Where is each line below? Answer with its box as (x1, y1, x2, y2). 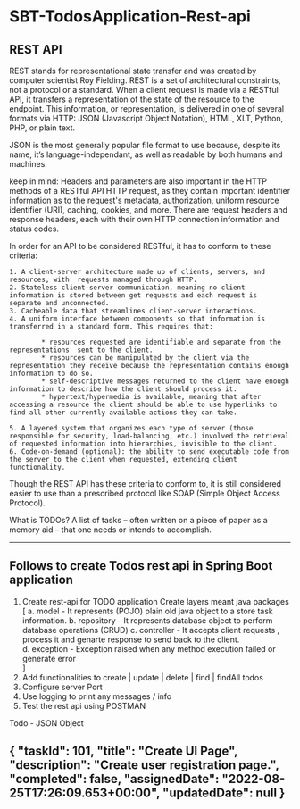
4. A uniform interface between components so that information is (9, 314, 266, 323)
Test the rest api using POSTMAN (21, 700, 146, 711)
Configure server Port (21, 681, 103, 692)
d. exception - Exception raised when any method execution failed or (21, 643, 276, 654)
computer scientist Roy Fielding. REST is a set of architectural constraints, (9, 75, 281, 86)
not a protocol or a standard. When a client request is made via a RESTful (9, 85, 279, 95)
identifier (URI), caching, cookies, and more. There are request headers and (9, 204, 288, 215)
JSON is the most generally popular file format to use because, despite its (9, 140, 281, 150)
